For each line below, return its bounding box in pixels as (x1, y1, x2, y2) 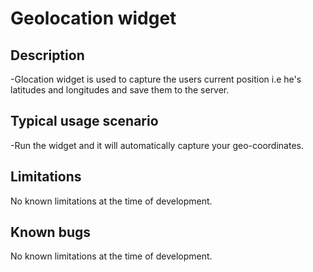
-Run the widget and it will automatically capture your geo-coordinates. (10, 139, 304, 151)
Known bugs (10, 224, 92, 241)
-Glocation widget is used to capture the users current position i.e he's (10, 73, 302, 85)
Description (10, 47, 85, 64)
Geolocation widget (10, 7, 177, 30)
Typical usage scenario (10, 113, 159, 130)
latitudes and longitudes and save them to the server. (10, 84, 230, 96)
